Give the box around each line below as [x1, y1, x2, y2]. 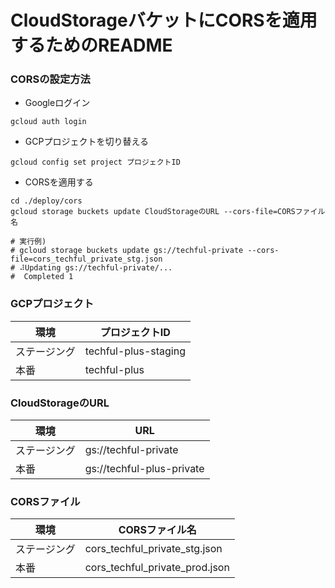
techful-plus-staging [84, 344, 186, 358]
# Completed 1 [10, 272, 74, 282]
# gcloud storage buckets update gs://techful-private [10, 246, 244, 256]
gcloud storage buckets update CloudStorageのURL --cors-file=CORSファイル [10, 207, 326, 217]
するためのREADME [10, 34, 173, 57]
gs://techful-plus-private [84, 462, 205, 476]
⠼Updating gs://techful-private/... [19, 263, 173, 273]
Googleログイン [24, 97, 91, 109]
